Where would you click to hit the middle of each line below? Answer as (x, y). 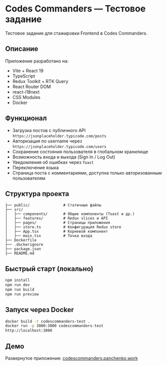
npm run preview (22, 294)
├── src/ (14, 210)
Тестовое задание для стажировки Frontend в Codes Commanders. (77, 33)
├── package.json (23, 249)
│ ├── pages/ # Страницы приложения (58, 223)
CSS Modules (26, 97)
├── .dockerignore (24, 245)
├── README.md (20, 253)
